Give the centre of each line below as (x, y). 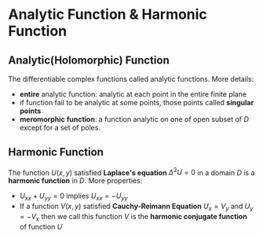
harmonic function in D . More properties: (75, 181)
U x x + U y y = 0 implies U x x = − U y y (73, 197)
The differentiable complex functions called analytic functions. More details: (131, 79)
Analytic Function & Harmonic (108, 15)
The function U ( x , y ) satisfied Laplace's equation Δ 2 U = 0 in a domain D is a (131, 172)
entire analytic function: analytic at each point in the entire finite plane (133, 94)
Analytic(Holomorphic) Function (89, 60)
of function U (41, 226)
